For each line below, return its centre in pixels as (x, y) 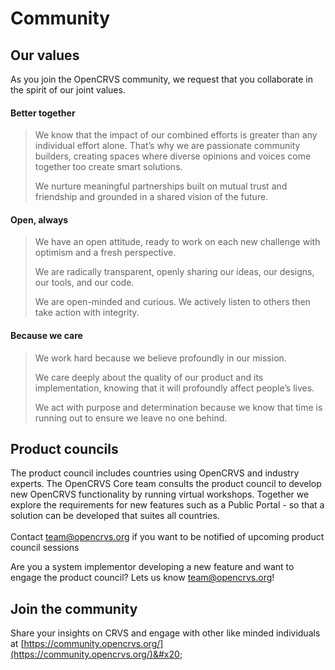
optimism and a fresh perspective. (105, 253)
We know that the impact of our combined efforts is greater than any (176, 135)
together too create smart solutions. (108, 167)
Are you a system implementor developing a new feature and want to (152, 567)
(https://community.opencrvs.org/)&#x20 (95, 654)
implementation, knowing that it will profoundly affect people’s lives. (174, 388)
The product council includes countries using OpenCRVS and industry (155, 473)
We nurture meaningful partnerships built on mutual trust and (161, 186)
